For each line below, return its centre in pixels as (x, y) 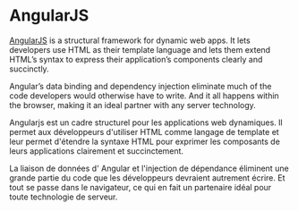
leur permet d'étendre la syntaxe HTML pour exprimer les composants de (145, 141)
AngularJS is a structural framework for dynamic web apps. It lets (130, 40)
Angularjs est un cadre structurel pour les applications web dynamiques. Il (146, 122)
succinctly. (29, 69)
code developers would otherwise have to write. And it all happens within (144, 96)
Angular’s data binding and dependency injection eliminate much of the (140, 86)
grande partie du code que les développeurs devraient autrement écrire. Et (147, 177)
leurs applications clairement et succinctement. (97, 151)
